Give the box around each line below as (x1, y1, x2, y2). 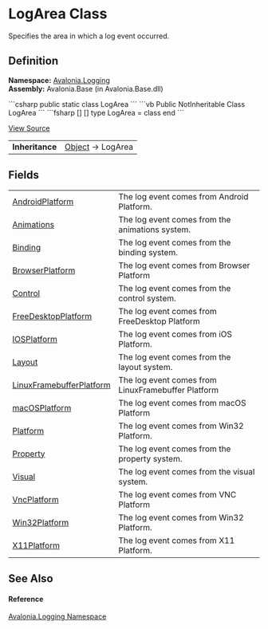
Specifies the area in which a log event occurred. (8, 31, 170, 41)
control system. (118, 293, 177, 304)
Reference (8, 594, 44, 603)
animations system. (118, 224, 191, 235)
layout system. (118, 361, 173, 372)
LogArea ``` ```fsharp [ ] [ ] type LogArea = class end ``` (8, 108, 185, 117)
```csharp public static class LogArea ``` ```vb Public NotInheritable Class (8, 99, 246, 108)
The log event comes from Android (118, 191, 249, 202)
